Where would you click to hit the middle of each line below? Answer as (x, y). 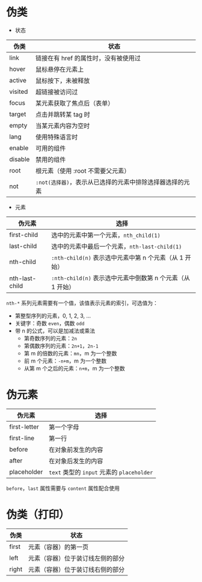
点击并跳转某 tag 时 (63, 114)
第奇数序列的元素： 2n (50, 338)
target (18, 114)
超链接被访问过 (57, 92)
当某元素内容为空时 (63, 126)
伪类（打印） (38, 515)
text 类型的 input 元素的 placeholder (101, 472)
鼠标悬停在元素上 (60, 69)
